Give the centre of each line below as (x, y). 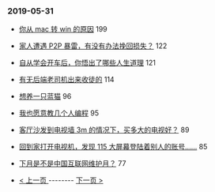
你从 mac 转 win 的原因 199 (63, 29)
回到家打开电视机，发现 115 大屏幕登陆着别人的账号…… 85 (113, 147)
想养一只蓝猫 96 (45, 96)
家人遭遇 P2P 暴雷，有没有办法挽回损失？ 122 (93, 46)
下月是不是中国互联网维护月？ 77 (72, 164)
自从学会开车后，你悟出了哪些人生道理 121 (87, 63)
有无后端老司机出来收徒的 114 (67, 80)
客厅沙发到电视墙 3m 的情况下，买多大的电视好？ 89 (104, 130)
